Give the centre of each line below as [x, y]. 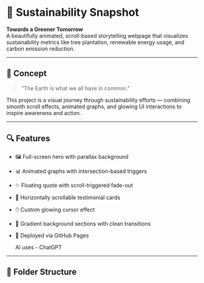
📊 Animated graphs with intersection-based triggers [81, 171]
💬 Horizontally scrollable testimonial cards [67, 197]
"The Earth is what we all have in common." [76, 88]
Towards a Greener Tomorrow [45, 29]
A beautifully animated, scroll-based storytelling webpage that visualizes [97, 35]
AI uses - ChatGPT [39, 247]
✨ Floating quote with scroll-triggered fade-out [74, 185]
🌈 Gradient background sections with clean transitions [83, 223]
